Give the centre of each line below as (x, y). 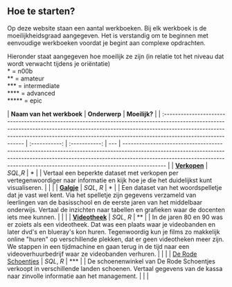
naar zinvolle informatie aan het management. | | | (78, 276)
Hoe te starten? (41, 11)
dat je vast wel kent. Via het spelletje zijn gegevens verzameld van (102, 195)
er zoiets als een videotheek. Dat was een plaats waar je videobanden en (111, 224)
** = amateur (26, 78)
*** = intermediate (34, 85)
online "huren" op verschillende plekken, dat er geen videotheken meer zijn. (116, 239)
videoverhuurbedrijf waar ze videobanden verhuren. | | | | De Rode (102, 254)
